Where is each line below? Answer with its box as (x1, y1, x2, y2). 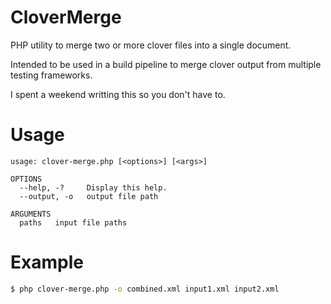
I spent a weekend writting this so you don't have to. (10, 88, 226, 100)
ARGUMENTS (10, 209, 52, 219)
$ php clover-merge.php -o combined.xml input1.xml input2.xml (10, 284, 280, 294)
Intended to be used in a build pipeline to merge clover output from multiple (10, 58, 322, 70)
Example (10, 251, 84, 274)
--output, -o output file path (19, 191, 159, 201)
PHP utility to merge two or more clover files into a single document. (10, 39, 292, 51)
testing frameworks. (10, 69, 93, 81)
